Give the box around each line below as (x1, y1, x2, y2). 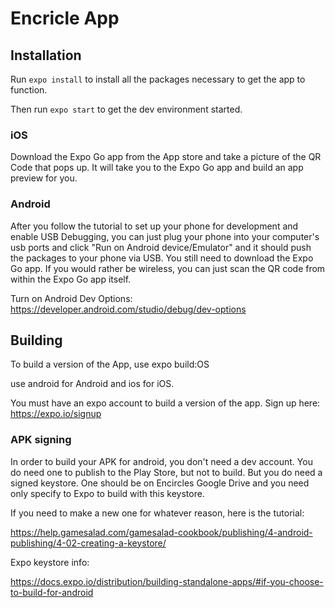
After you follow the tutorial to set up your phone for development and (10, 220, 299, 232)
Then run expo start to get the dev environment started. (10, 103, 243, 115)
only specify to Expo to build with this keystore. (10, 487, 205, 499)
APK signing (10, 433, 72, 447)
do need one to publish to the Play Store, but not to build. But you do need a (10, 466, 323, 478)
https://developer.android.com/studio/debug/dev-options (10, 303, 247, 315)
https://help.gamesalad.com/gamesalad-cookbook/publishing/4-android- (10, 526, 313, 538)
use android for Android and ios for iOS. (10, 378, 175, 390)
